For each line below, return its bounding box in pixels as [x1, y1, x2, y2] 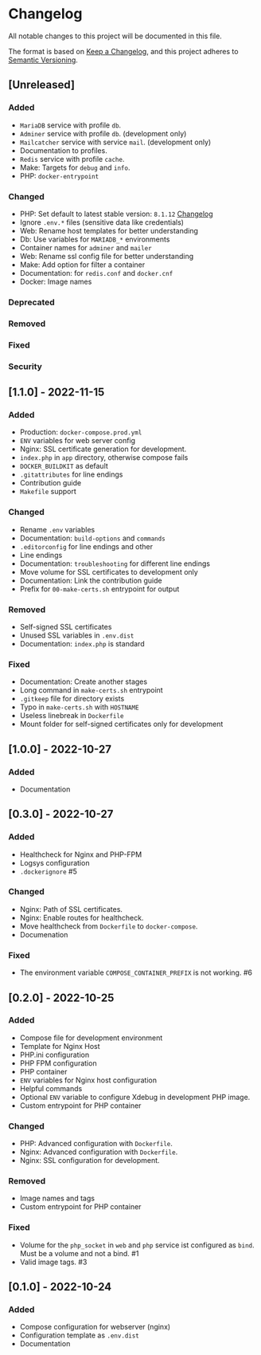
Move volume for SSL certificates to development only [19, 567, 199, 576]
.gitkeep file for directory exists [19, 694, 125, 704]
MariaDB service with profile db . [19, 120, 122, 130]
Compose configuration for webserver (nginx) [19, 1322, 171, 1332]
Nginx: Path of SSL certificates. [19, 904, 123, 913]
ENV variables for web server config [19, 436, 136, 446]
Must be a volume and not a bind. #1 [19, 1248, 139, 1258]
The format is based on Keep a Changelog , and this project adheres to [8, 46, 239, 56]
